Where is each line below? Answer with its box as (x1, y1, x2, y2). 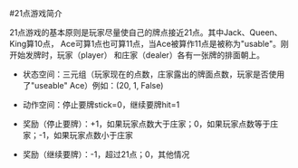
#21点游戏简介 (9, 8, 63, 18)
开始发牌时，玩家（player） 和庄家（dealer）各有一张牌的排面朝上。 (9, 50, 265, 61)
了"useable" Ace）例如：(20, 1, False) (22, 80, 164, 90)
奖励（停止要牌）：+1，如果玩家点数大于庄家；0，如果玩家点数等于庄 (22, 118, 279, 129)
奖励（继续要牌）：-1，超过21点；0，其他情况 (22, 149, 190, 160)
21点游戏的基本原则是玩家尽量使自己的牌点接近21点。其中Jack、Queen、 (9, 27, 283, 38)
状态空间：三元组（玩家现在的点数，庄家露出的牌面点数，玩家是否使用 (22, 69, 285, 79)
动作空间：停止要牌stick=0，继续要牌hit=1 (22, 99, 180, 110)
